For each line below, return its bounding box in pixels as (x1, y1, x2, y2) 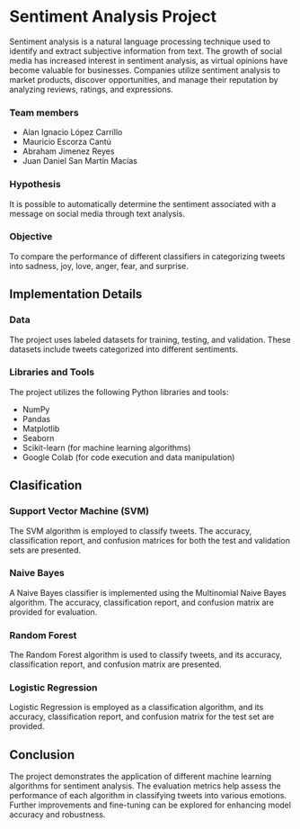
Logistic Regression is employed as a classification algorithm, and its (9, 702, 264, 713)
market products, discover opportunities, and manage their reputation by (9, 74, 278, 85)
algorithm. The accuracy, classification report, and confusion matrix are (9, 597, 274, 608)
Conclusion (9, 747, 75, 762)
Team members (9, 106, 79, 119)
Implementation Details (9, 286, 143, 302)
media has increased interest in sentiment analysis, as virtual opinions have (9, 55, 288, 66)
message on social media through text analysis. (9, 208, 186, 219)
